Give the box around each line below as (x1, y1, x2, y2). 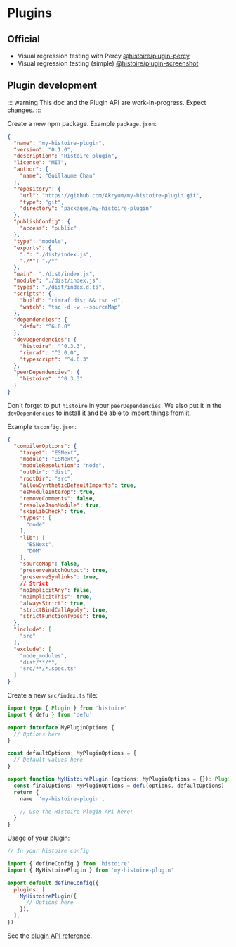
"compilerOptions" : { (13, 442, 77, 450)
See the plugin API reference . (7, 931, 93, 940)
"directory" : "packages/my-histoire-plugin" (20, 205, 152, 212)
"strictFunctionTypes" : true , (20, 613, 109, 620)
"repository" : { (13, 185, 61, 192)
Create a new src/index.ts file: (7, 691, 98, 700)
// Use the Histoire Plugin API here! (20, 808, 133, 815)
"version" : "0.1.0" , (13, 146, 74, 153)
